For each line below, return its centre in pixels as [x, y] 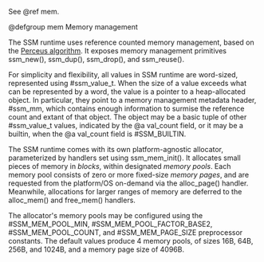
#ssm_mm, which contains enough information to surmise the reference [126, 108]
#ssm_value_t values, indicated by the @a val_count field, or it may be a [126, 125]
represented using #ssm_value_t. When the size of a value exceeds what [128, 83]
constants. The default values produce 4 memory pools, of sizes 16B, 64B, [131, 241]
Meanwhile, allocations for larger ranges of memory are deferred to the [125, 192]
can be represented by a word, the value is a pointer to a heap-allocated [127, 92]
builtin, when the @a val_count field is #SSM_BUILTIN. [97, 134]
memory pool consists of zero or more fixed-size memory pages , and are [129, 175]
